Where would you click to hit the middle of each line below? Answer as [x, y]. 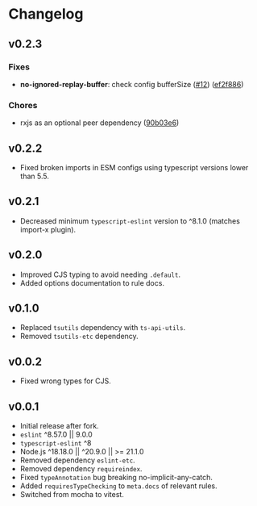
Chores [23, 105]
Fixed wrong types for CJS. [65, 381]
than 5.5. [35, 176]
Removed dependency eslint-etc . [77, 460]
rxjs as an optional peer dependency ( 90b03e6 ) [99, 123]
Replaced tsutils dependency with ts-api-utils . [103, 328]
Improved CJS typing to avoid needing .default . [100, 274]
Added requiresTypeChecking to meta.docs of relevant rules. [118, 486]
